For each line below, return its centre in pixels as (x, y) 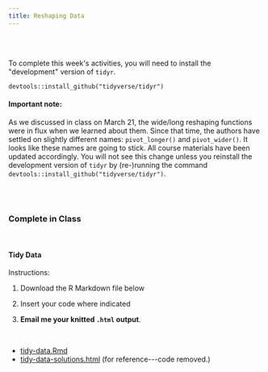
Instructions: (29, 273)
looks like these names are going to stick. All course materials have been (129, 148)
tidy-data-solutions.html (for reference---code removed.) (115, 359)
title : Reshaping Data (46, 16)
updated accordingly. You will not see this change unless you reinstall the (130, 156)
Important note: (35, 104)
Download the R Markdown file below (82, 288)
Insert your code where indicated (75, 304)
